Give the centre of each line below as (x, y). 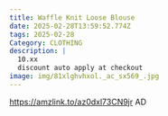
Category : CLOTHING (46, 43)
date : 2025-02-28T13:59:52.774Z (70, 26)
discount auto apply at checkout (80, 68)
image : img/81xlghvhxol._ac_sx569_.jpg (84, 76)
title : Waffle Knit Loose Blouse (72, 18)
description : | (38, 51)
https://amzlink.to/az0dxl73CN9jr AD (78, 102)
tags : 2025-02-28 (42, 34)
